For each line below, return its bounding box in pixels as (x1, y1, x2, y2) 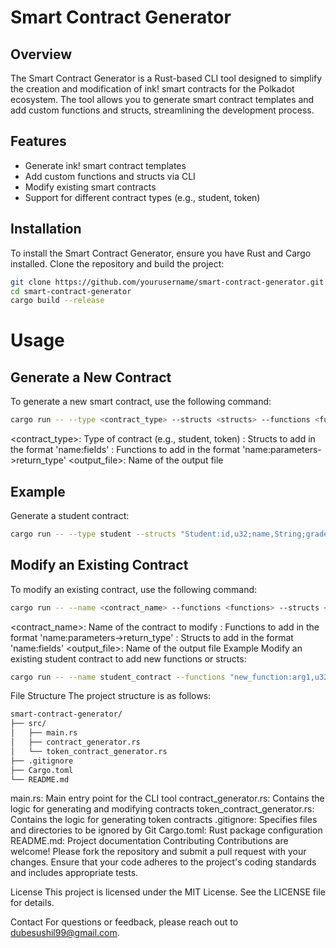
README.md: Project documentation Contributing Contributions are (10, 835, 289, 847)
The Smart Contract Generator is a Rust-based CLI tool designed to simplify (10, 72, 323, 84)
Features (10, 133, 67, 150)
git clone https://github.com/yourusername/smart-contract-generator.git (10, 277, 325, 287)
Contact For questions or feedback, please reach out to (10, 916, 239, 928)
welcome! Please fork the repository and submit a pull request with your (10, 846, 307, 858)
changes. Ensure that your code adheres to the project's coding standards (10, 856, 317, 868)
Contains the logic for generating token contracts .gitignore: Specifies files (10, 814, 318, 826)
